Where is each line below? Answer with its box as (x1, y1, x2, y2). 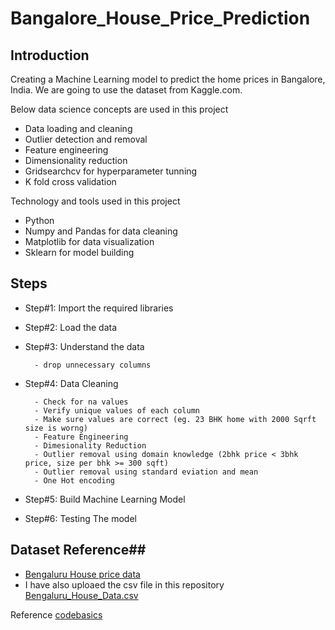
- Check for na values (34, 397, 129, 407)
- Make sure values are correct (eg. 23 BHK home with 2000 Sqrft (34, 414, 317, 424)
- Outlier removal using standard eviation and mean (34, 467, 259, 477)
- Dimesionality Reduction (34, 440, 147, 451)
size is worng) (24, 423, 89, 433)
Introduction (10, 47, 90, 64)
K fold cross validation (24, 176, 117, 187)
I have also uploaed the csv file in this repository (24, 578, 225, 591)
